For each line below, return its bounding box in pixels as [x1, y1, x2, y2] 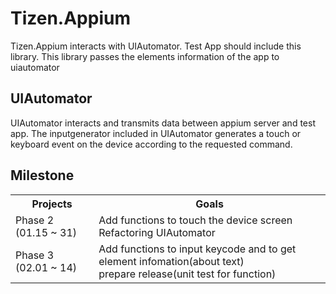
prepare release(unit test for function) [98, 267, 277, 281]
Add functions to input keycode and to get [98, 242, 297, 256]
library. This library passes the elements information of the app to [10, 50, 280, 62]
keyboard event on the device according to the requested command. [10, 138, 293, 150]
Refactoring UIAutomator [98, 225, 216, 239]
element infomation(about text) [98, 254, 245, 268]
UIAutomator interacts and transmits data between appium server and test [10, 117, 316, 129]
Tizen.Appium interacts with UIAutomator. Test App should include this [10, 40, 302, 52]
